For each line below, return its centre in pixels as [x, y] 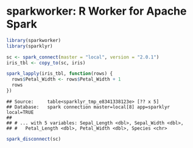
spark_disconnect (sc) [34, 139]
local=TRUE [20, 112]
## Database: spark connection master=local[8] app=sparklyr [88, 107]
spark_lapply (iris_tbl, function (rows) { [60, 74]
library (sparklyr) [30, 46]
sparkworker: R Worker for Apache [96, 11]
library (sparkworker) [34, 40]
